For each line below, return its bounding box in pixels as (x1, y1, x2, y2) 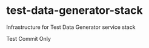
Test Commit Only (6, 35, 51, 42)
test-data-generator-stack (6, 4, 144, 17)
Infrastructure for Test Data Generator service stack (6, 23, 136, 31)
